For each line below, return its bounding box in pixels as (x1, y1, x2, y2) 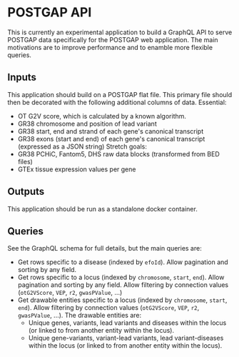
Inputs (7, 71, 37, 84)
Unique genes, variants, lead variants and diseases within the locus (28, 318, 227, 327)
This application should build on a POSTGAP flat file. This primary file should (7, 90, 233, 99)
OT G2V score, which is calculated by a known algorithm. (17, 111, 187, 120)
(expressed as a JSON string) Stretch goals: (17, 142, 148, 151)
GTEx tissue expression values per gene (17, 165, 136, 174)
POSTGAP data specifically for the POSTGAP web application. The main (7, 35, 219, 44)
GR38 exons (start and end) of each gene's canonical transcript (17, 134, 205, 143)
